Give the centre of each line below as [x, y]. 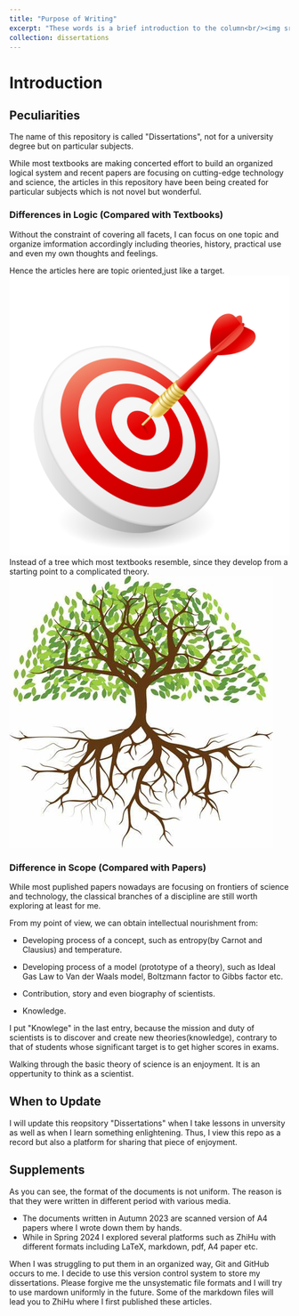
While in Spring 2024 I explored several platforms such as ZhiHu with [149, 1237]
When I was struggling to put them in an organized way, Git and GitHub [139, 1264]
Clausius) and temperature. [72, 949]
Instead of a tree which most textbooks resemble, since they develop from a [149, 561]
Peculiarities [44, 115]
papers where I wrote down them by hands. [102, 1227]
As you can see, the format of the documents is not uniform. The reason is [145, 1191]
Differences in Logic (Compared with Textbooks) [117, 215]
